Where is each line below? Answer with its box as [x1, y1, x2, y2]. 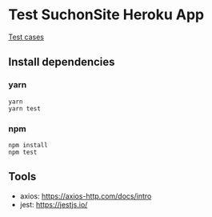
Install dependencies [8, 55, 115, 69]
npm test [8, 148, 38, 156]
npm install [8, 141, 48, 149]
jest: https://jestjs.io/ [19, 199, 88, 209]
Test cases [8, 32, 44, 42]
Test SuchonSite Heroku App [8, 6, 205, 24]
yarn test [8, 104, 42, 113]
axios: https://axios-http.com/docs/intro [19, 191, 152, 201]
